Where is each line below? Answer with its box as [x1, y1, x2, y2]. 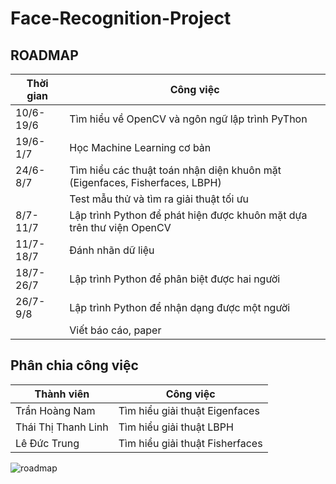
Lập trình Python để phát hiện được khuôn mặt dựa [69, 208, 308, 222]
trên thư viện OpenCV [69, 221, 172, 234]
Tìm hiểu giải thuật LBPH [118, 420, 234, 434]
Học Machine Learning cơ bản [69, 141, 212, 154]
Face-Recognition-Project [10, 7, 232, 30]
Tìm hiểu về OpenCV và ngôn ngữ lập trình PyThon [69, 112, 308, 126]
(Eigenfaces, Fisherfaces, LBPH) [69, 176, 222, 189]
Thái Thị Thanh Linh [15, 420, 109, 434]
